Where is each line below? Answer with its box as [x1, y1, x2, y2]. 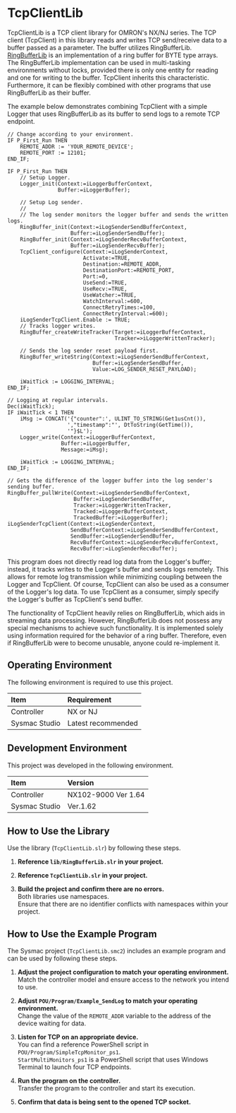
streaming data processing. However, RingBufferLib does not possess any [7, 616, 223, 625]
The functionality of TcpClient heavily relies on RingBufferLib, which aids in [7, 608, 225, 617]
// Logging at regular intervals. [7, 396, 109, 404]
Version [67, 777, 94, 787]
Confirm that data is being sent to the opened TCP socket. [17, 1097, 192, 1107]
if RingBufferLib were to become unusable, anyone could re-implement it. [7, 638, 221, 647]
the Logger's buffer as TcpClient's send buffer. [7, 595, 143, 603]
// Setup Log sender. [20, 199, 83, 206]
